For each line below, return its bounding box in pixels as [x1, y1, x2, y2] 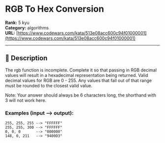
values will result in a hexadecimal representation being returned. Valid [5, 72, 148, 78]
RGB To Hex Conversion [5, 3, 104, 15]
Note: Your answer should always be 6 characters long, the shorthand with [5, 92, 156, 98]
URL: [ [5, 30, 18, 36]
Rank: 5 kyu [5, 20, 29, 25]
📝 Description [5, 54, 48, 62]
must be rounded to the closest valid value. [5, 82, 92, 89]
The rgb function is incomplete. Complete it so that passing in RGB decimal [5, 67, 157, 73]
